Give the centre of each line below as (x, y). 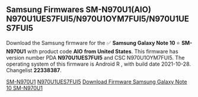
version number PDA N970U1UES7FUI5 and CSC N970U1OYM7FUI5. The (95, 57)
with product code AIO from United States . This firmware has (103, 51)
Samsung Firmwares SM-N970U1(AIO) (79, 10)
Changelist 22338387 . (34, 70)
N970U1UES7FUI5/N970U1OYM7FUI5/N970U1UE (98, 19)
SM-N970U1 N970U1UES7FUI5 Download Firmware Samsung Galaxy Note (97, 82)
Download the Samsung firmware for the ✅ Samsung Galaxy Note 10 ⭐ (93, 43)
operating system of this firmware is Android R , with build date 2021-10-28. (99, 64)
